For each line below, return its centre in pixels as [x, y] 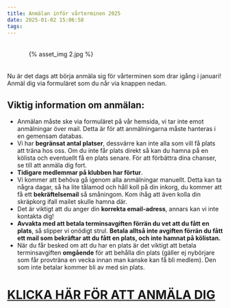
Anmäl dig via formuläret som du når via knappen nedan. [87, 84]
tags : [15, 26]
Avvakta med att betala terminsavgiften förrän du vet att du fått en [113, 224]
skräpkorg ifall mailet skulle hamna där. [72, 202]
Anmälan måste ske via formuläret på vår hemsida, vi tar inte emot [110, 121]
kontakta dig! [36, 216]
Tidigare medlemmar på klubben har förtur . [80, 173]
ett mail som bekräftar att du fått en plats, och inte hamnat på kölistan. [119, 238]
